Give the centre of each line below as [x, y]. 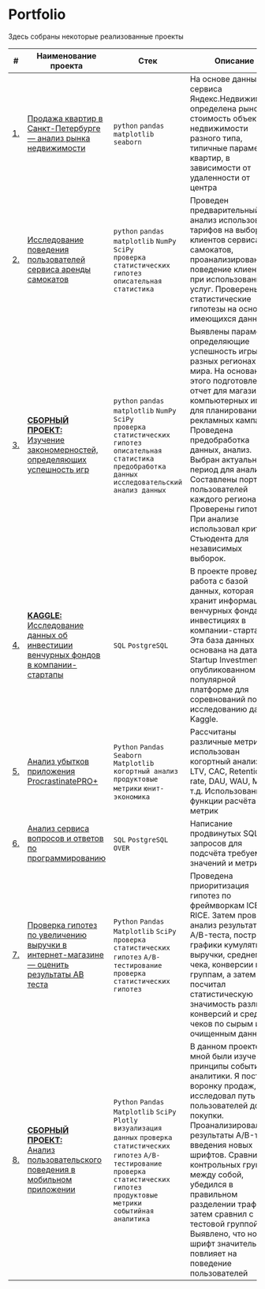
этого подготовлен [226, 380]
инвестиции [50, 644]
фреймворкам [217, 905]
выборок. [208, 558]
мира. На [207, 371]
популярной [213, 679]
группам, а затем [223, 974]
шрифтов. [208, 1155]
